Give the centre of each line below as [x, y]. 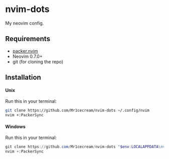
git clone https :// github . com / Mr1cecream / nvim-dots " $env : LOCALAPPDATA [82, 147]
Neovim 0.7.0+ [27, 56]
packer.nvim [25, 51]
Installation [23, 77]
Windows [15, 126]
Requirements [28, 39]
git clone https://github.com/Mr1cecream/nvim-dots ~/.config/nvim [77, 111]
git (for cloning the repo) [38, 62]
